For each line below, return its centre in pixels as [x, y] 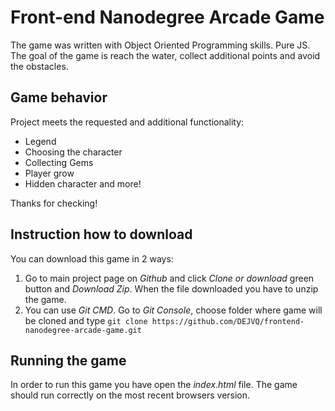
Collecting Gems [59, 162]
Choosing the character [73, 152]
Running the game [68, 360]
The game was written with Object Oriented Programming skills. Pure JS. [160, 45]
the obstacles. [39, 66]
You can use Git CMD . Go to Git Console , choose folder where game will [173, 310]
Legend [40, 141]
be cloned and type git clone [86, 320]
